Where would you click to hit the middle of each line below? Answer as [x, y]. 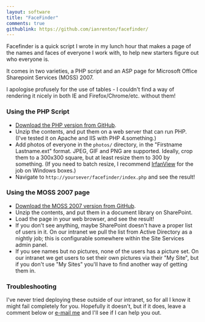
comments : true [26, 23]
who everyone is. [28, 59]
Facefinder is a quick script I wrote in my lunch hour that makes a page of [99, 46]
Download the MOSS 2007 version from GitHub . [75, 206]
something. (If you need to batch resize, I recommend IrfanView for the [104, 164]
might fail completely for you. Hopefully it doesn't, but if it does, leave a [96, 306]
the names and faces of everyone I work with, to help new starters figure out [103, 53]
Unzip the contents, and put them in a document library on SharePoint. [104, 212]
